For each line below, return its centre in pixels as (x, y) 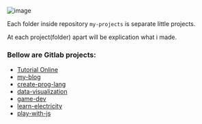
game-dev (31, 99)
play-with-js (34, 114)
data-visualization (42, 92)
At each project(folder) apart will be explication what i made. (92, 37)
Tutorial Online (38, 70)
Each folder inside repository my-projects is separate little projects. (101, 24)
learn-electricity (40, 106)
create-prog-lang (41, 84)
